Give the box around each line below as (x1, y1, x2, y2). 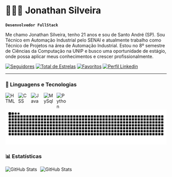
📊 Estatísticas (5, 152, 42, 160)
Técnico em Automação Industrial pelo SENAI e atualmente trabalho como (5, 37, 161, 43)
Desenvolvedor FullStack (5, 23, 58, 28)
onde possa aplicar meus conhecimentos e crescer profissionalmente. (5, 53, 154, 60)
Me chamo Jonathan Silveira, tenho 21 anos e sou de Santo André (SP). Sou (5, 31, 165, 37)
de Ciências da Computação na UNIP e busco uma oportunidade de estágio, (5, 48, 166, 54)
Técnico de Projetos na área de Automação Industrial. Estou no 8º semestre (5, 42, 165, 48)
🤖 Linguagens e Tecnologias (5, 81, 77, 88)
